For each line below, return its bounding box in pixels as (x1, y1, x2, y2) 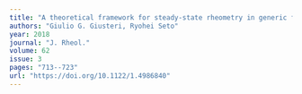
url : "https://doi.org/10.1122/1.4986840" (9, 72, 171, 81)
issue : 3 (9, 55, 42, 64)
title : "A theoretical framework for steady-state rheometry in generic (9, 13, 288, 22)
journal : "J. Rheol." (9, 38, 91, 47)
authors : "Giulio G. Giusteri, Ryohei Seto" (9, 21, 179, 30)
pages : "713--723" (9, 64, 78, 73)
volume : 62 (9, 47, 50, 56)
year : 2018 (9, 30, 50, 38)
